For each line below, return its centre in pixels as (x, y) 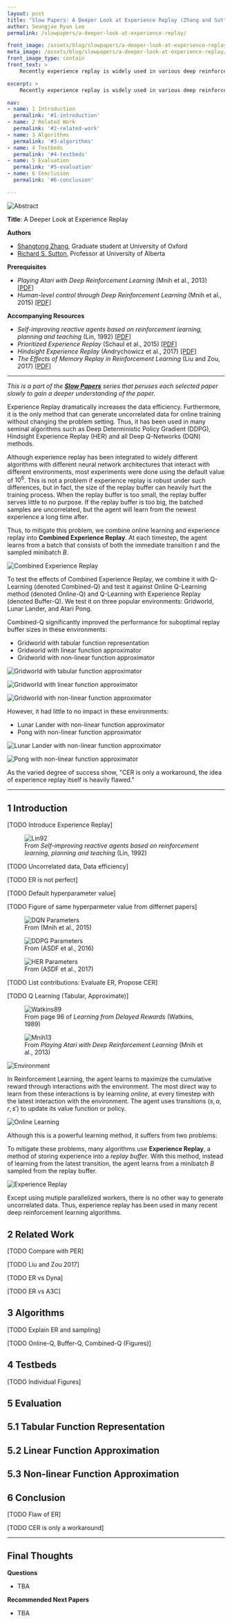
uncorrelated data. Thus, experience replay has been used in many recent (112, 1205)
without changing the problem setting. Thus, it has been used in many (106, 421)
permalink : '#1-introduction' (57, 116)
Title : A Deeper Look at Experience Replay (68, 219)
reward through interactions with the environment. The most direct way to (112, 1087)
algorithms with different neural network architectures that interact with (109, 464)
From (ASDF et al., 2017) (59, 969)
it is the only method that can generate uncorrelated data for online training (114, 414)
